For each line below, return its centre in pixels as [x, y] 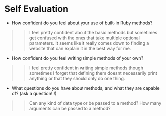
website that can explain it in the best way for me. [80, 48]
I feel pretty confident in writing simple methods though [86, 68]
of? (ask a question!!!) [34, 93]
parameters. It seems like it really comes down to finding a [89, 43]
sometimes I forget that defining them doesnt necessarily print [93, 73]
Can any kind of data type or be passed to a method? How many [95, 103]
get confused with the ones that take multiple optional [84, 38]
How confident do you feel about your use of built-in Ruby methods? [82, 23]
